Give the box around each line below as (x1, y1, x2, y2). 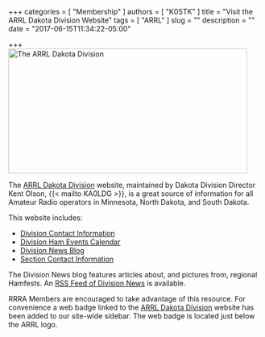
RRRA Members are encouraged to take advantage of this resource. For (8, 294, 246, 303)
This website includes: (8, 213, 83, 223)
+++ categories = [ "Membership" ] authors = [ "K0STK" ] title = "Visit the (8, 7, 254, 16)
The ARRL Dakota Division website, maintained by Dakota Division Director (8, 181, 256, 189)
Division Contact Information (19, 229, 115, 238)
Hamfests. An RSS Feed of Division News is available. (8, 278, 186, 288)
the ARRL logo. (8, 320, 58, 329)
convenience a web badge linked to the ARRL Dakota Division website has (8, 302, 255, 312)
